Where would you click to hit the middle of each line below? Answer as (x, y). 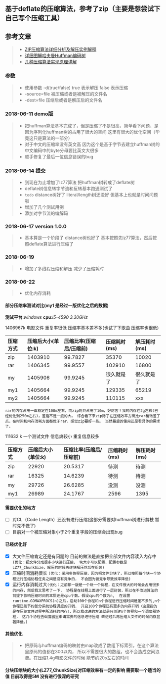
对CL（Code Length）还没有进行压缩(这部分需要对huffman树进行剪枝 (83, 520)
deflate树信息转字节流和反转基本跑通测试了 (68, 189)
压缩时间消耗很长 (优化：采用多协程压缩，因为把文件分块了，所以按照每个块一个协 (86, 573)
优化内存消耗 (38, 293)
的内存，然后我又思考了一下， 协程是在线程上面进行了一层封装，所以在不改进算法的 (85, 590)
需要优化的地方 (20, 508)
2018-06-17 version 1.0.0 (36, 227)
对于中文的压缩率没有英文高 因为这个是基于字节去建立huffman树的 (92, 144)
